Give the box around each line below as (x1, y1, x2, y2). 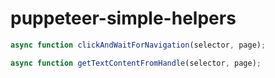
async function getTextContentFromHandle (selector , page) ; (10, 58, 262, 68)
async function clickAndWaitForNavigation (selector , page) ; (10, 40, 267, 50)
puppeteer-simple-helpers (10, 7, 237, 30)
